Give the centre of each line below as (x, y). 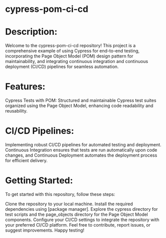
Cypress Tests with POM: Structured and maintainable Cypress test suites (81, 101)
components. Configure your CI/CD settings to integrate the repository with (82, 220)
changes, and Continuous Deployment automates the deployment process (81, 155)
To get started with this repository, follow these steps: (60, 194)
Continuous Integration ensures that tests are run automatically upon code (81, 150)
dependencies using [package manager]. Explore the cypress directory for (82, 209)
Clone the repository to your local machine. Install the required (69, 204)
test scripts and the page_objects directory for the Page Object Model (77, 214)
